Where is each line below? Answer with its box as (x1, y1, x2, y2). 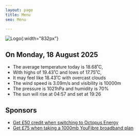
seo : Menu (5, 17, 27, 22)
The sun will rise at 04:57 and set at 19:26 (12, 91, 102, 97)
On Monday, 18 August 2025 (5, 50, 98, 59)
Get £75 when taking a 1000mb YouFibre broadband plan (12, 125, 134, 131)
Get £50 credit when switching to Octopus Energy (12, 120, 119, 125)
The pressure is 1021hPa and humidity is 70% (12, 85, 109, 92)
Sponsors (5, 106, 37, 115)
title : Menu (5, 12, 31, 17)
